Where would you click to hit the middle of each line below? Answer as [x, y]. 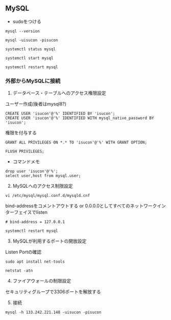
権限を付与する [21, 133]
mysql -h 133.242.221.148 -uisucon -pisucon [53, 312]
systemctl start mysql [29, 58]
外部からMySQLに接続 [33, 81]
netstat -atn [19, 271]
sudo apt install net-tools [35, 262]
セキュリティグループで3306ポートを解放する [53, 292]
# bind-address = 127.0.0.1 [35, 222]
